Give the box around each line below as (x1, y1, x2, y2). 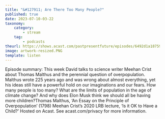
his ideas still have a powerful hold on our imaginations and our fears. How (5, 82, 156, 88)
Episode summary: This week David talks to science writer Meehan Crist (5, 66, 152, 72)
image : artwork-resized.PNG (5, 48, 63, 53)
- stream (23, 30, 41, 35)
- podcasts (23, 39, 45, 44)
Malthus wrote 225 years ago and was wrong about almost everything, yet (5, 77, 156, 83)
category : (14, 26, 34, 30)
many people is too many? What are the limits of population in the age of (5, 87, 152, 93)
